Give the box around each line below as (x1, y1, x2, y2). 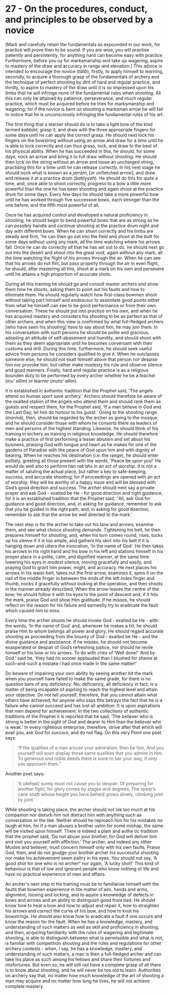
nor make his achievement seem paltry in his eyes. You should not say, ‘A (5, 855, 157, 861)
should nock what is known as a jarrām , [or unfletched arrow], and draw (5, 169, 155, 175)
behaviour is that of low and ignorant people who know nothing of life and (5, 865, 159, 872)
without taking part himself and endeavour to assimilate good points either (5, 297, 160, 303)
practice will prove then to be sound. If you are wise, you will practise (5, 47, 149, 53)
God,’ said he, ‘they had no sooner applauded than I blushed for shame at (5, 655, 158, 661)
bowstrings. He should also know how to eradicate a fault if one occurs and (5, 913, 162, 919)
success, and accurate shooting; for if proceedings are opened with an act (5, 473, 160, 480)
